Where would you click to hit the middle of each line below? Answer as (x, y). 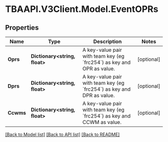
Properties (22, 28)
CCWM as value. (102, 122)
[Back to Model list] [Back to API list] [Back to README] (62, 135)
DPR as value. (98, 95)
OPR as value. (98, 69)
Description (107, 42)
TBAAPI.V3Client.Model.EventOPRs (82, 9)
